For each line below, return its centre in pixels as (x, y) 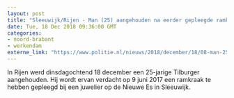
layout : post (26, 14)
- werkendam (24, 46)
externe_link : (28, 53)
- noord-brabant (31, 40)
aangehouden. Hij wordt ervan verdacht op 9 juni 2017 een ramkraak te (109, 79)
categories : (24, 33)
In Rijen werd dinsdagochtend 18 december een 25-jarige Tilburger (103, 72)
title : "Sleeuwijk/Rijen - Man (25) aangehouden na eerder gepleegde (110, 20)
